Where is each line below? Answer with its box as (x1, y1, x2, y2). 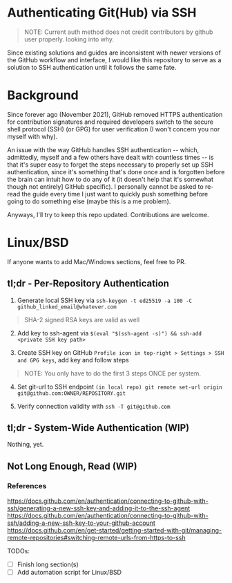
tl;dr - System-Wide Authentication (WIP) (7, 422, 190, 434)
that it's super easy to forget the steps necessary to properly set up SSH (7, 160, 213, 169)
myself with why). (7, 132, 58, 140)
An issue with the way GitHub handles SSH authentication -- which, (7, 145, 199, 154)
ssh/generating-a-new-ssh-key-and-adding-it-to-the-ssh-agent (7, 504, 191, 512)
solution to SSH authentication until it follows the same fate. (7, 63, 177, 71)
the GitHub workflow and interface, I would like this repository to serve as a (7, 55, 222, 64)
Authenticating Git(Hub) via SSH (7, 5, 197, 21)
